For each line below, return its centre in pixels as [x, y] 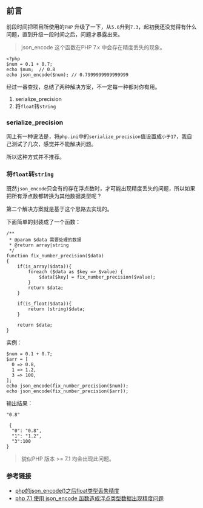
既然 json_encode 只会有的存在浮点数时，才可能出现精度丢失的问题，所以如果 [101, 189]
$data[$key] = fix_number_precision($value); [97, 277]
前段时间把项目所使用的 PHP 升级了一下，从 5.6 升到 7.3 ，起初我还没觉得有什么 [101, 27]
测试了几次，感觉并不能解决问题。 [54, 144]
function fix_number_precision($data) [55, 256]
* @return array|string [39, 245]
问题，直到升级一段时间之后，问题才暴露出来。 [65, 34]
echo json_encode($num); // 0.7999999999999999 [68, 75]
